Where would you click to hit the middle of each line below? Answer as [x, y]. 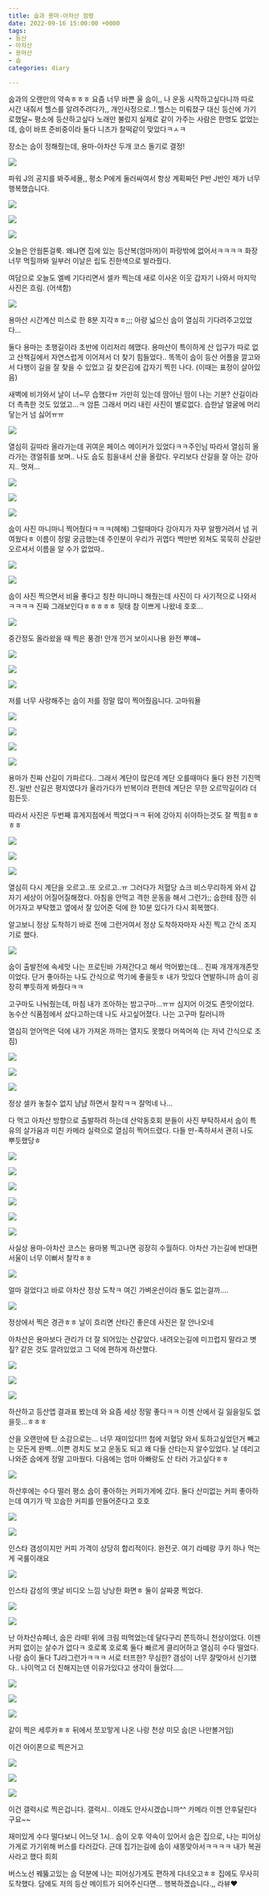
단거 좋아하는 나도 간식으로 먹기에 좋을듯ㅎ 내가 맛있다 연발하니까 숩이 [141, 976]
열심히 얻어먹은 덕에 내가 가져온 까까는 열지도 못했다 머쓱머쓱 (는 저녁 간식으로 [130, 1031]
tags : [17, 31]
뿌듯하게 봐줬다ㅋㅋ [53, 987]
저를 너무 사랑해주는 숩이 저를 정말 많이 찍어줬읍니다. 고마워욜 [105, 701]
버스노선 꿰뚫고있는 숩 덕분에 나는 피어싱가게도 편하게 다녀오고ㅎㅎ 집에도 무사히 [134, 1874]
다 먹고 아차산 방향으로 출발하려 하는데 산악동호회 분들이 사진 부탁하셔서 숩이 [128, 1120]
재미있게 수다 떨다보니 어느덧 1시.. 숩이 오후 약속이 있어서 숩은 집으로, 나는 [124, 1836]
